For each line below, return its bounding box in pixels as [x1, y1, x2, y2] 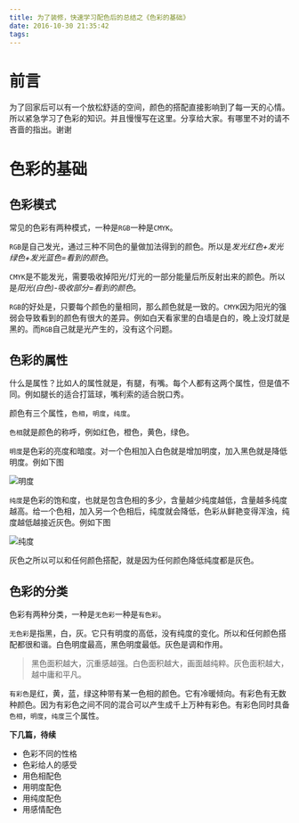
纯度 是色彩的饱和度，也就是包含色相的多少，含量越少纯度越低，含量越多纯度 [9, 495, 287, 506]
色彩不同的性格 [21, 748, 77, 759]
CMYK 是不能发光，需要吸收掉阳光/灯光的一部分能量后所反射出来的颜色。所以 [9, 271, 286, 282]
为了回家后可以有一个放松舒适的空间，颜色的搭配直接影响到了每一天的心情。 [9, 102, 290, 112]
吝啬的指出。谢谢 [9, 124, 72, 135]
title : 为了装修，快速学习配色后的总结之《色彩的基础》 [9, 12, 190, 22]
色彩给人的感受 [21, 759, 77, 770]
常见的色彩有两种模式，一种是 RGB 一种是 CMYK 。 [9, 222, 178, 233]
